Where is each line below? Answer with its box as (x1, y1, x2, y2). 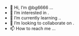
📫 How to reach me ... (9, 26, 56, 31)
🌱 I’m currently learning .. (9, 15, 61, 20)
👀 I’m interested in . (9, 10, 49, 16)
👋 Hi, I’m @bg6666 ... (9, 5, 53, 10)
